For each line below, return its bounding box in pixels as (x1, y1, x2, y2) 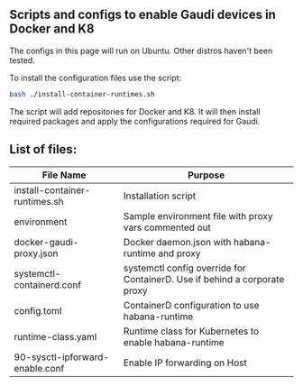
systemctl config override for (123, 262, 246, 274)
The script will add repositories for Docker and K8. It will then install (9, 106, 261, 116)
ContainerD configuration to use (123, 299, 260, 311)
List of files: (9, 142, 78, 157)
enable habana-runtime (123, 335, 225, 348)
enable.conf (14, 362, 65, 374)
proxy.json (14, 247, 59, 260)
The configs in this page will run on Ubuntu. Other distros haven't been (9, 45, 273, 56)
